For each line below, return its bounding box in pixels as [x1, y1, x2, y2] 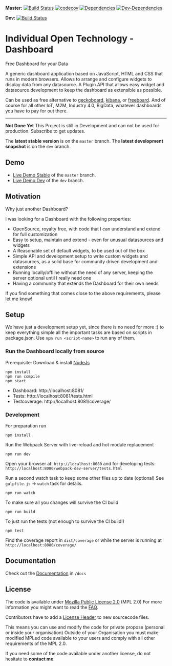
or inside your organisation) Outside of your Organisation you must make [5, 629, 159, 636]
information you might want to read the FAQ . [5, 604, 99, 610]
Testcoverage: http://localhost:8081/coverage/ [12, 398, 111, 404]
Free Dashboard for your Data [5, 61, 68, 67]
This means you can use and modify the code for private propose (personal [5, 624, 165, 630]
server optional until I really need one [12, 275, 91, 281]
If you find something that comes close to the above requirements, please [5, 290, 161, 296]
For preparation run [5, 422, 47, 428]
